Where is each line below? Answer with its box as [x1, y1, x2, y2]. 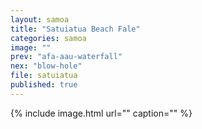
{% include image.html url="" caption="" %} [10, 107, 193, 119]
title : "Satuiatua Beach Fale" [10, 24, 141, 34]
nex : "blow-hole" [10, 61, 83, 71]
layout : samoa [10, 14, 70, 25]
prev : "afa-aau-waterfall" [10, 52, 123, 62]
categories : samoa [10, 33, 87, 43]
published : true [10, 80, 78, 90]
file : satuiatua [10, 71, 78, 81]
